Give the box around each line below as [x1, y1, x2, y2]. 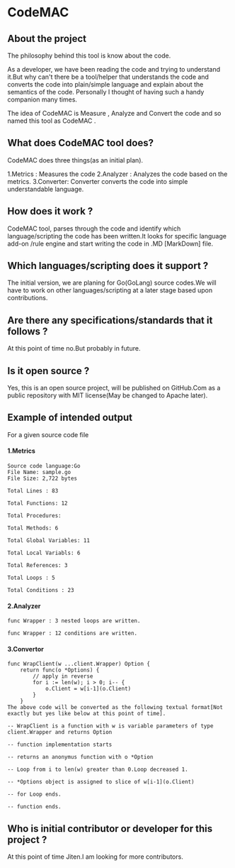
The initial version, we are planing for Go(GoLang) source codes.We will [7, 278, 217, 287]
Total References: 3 [7, 562, 69, 569]
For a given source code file [7, 430, 89, 439]
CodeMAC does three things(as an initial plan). [7, 155, 144, 164]
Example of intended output [7, 412, 133, 424]
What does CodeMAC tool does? [7, 137, 154, 149]
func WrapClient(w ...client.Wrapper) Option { [7, 661, 151, 668]
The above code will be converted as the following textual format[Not [7, 704, 223, 711]
